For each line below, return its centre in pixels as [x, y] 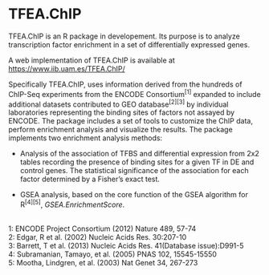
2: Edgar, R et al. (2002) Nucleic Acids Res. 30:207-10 [98, 237]
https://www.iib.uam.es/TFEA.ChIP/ [67, 68]
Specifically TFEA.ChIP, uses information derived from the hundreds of [125, 84]
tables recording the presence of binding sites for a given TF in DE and [137, 162]
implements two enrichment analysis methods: [86, 138]
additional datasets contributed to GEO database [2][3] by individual [118, 103]
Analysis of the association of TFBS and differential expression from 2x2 [139, 154]
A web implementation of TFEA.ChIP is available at [92, 60]
